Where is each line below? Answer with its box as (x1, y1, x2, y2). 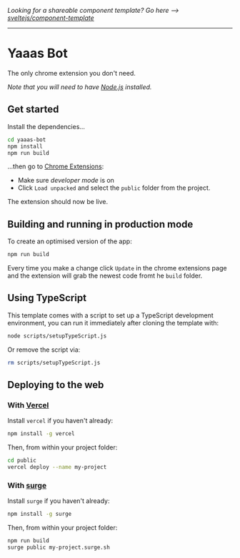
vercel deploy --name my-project (7, 464, 107, 471)
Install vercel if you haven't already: (7, 417, 113, 425)
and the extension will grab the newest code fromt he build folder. (7, 271, 203, 280)
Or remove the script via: (7, 345, 81, 354)
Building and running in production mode (7, 218, 194, 230)
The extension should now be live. (7, 198, 109, 206)
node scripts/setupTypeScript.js (7, 332, 107, 340)
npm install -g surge (7, 510, 72, 518)
